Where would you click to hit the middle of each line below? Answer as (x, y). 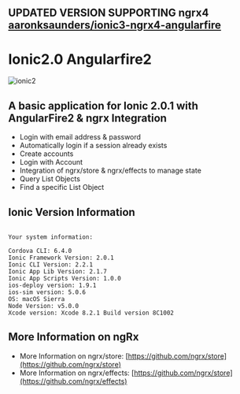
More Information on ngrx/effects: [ (77, 373)
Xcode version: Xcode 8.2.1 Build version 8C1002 (91, 313)
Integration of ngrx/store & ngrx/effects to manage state (111, 171)
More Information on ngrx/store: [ (74, 356)
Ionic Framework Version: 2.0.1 (61, 258)
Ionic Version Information (72, 212)
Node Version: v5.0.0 (44, 306)
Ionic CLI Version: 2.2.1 (50, 264)
